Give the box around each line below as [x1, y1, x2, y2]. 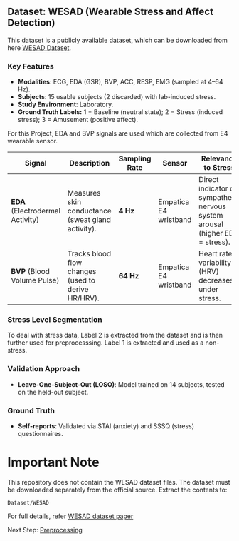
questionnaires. [17, 430, 63, 438]
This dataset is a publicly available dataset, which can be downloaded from [7, 36, 228, 44]
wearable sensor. [7, 137, 58, 146]
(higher [198, 228, 223, 238]
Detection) [7, 17, 55, 29]
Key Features [7, 61, 55, 71]
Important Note [7, 455, 100, 470]
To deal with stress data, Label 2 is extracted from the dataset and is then [7, 331, 223, 340]
